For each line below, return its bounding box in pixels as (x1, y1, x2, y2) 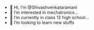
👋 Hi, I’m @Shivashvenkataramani (9, 5, 77, 10)
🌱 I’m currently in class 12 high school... (9, 15, 89, 20)
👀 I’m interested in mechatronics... (9, 10, 78, 15)
